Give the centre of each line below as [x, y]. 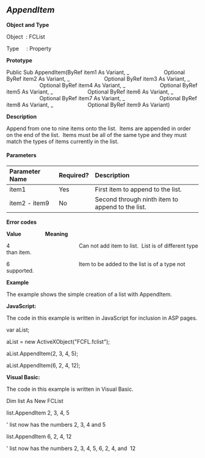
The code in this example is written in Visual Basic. [70, 389]
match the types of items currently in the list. [63, 141]
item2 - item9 [30, 203]
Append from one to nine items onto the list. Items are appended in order [99, 128]
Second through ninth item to [137, 199]
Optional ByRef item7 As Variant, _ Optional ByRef [118, 98]
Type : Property [29, 48]
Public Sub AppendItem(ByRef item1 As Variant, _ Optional [95, 72]
